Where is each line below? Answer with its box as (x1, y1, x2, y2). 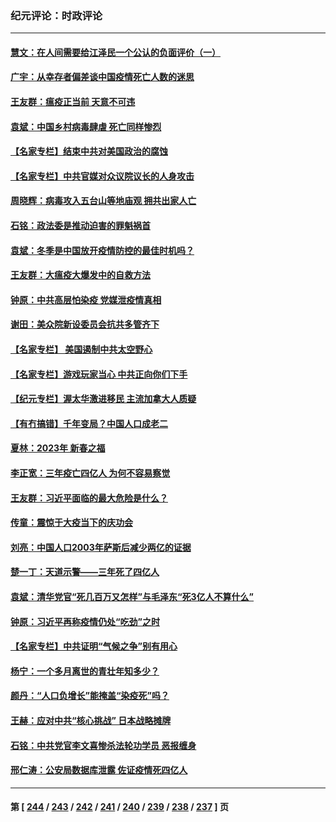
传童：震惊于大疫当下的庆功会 (10, 517, 133, 529)
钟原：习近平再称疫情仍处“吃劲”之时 (10, 615, 161, 627)
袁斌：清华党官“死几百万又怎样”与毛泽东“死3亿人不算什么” (10, 590, 255, 602)
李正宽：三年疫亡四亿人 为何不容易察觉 (10, 467, 171, 479)
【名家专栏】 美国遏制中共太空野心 (10, 343, 153, 356)
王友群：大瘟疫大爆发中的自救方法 (10, 269, 151, 281)
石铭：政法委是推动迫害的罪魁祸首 (10, 220, 151, 232)
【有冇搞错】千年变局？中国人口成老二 (10, 417, 168, 429)
